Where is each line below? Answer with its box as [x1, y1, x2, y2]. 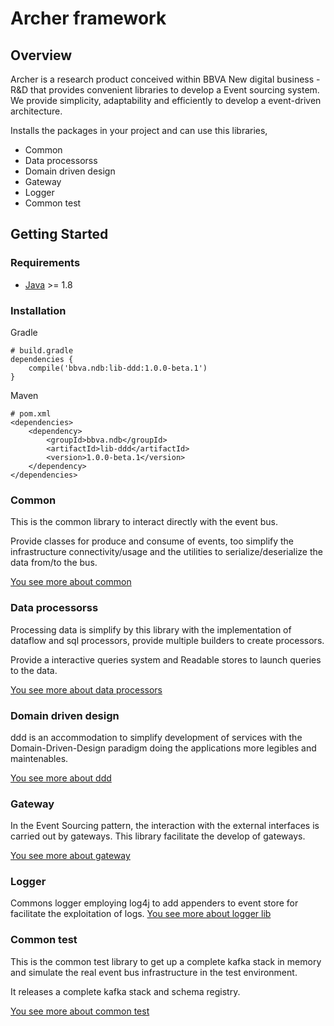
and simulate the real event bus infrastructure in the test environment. [10, 966, 298, 978]
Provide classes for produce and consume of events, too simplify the [10, 535, 295, 547]
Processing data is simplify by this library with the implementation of [10, 623, 292, 636]
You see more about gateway [10, 850, 131, 862]
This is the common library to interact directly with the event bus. [10, 516, 279, 528]
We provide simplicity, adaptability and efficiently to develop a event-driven [10, 95, 322, 106]
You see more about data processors [10, 683, 163, 696]
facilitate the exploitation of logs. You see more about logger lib [10, 908, 272, 920]
